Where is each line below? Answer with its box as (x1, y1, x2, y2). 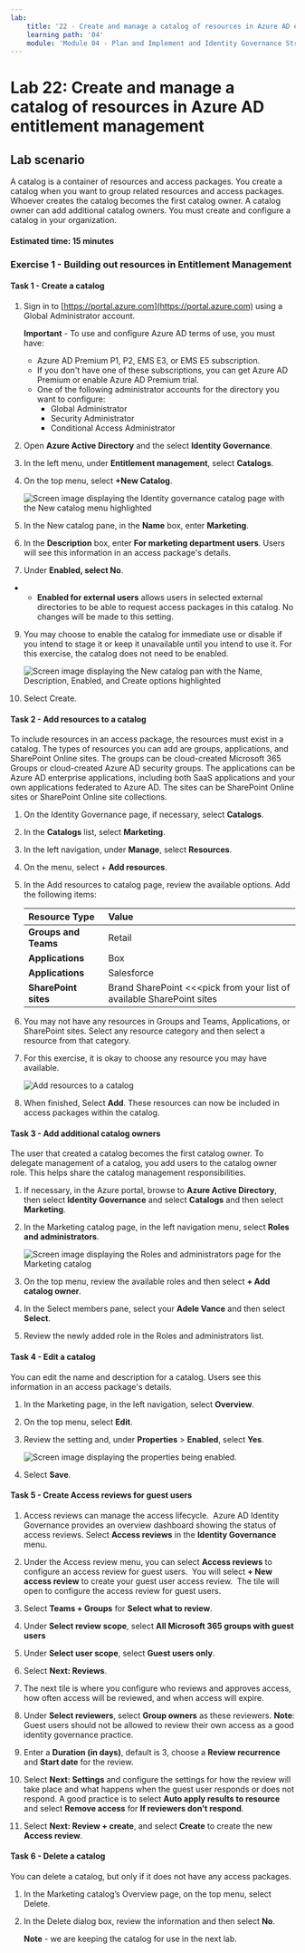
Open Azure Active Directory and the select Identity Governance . (23, 440, 272, 451)
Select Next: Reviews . (23, 1665, 108, 1676)
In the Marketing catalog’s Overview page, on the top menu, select (23, 1888, 272, 1900)
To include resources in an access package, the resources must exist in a (10, 734, 284, 744)
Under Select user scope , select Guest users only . (23, 1647, 215, 1658)
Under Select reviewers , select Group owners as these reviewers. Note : (23, 1710, 295, 1721)
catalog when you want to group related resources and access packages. (10, 186, 284, 197)
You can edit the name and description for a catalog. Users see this (10, 1371, 262, 1383)
